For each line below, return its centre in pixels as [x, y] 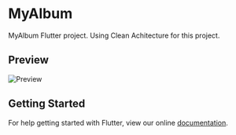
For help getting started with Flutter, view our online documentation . [118, 122]
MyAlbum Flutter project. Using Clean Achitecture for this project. [114, 35]
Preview [29, 60]
